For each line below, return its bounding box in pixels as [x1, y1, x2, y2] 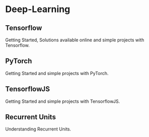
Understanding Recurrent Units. [5, 126, 72, 132]
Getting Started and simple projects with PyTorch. [5, 70, 109, 76]
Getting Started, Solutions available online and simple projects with [5, 37, 144, 43]
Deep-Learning [5, 4, 71, 15]
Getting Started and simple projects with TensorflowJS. [5, 98, 120, 104]
